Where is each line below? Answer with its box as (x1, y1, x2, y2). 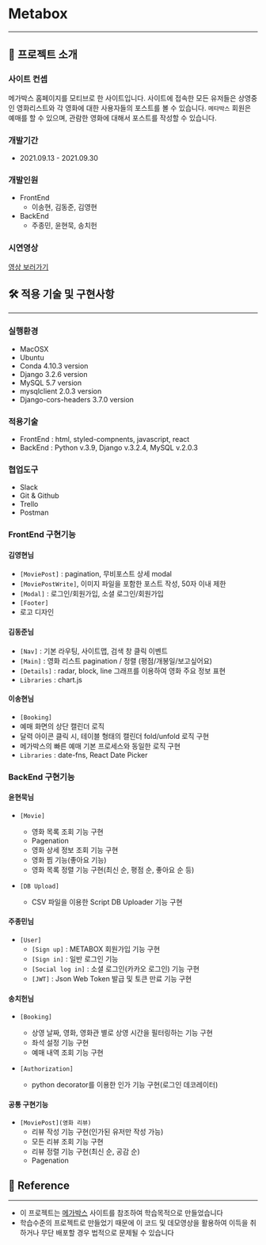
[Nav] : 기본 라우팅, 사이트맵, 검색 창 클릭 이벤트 (19, 646, 169, 656)
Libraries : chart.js (19, 675, 83, 684)
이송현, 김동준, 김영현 (31, 203, 97, 212)
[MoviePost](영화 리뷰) (19, 1119, 92, 1127)
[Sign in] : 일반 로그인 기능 (31, 954, 119, 964)
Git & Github (19, 491, 59, 501)
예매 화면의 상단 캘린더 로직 (19, 721, 105, 731)
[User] (19, 936, 42, 945)
